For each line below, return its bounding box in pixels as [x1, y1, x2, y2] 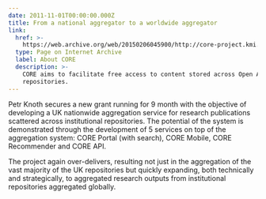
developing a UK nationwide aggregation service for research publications [8, 107, 251, 117]
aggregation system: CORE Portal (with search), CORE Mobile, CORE [8, 133, 232, 142]
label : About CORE [15, 56, 77, 64]
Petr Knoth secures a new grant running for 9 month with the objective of [8, 99, 247, 109]
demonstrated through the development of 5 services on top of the [8, 124, 227, 134]
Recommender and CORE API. [8, 141, 107, 151]
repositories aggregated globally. [8, 182, 116, 191]
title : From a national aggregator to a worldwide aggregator [8, 19, 218, 27]
